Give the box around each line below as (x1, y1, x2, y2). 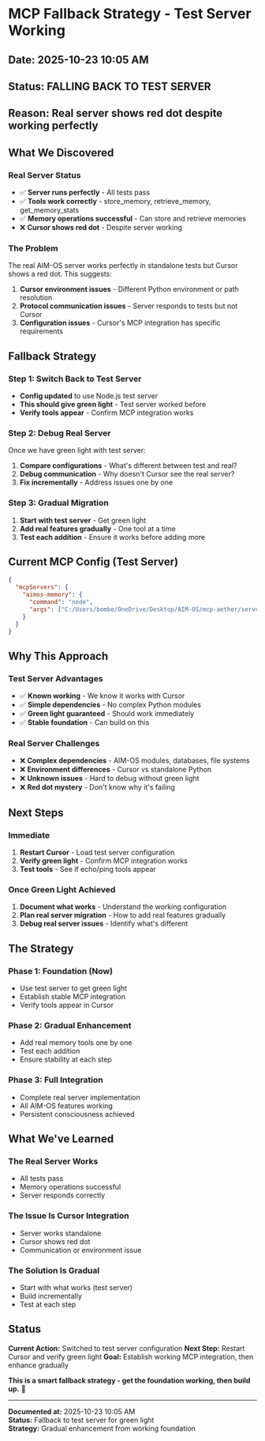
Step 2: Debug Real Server (8, 428, 111, 439)
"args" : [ (28, 605, 62, 613)
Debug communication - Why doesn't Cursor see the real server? (19, 470, 235, 479)
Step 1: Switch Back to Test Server (8, 373, 142, 384)
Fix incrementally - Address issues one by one (19, 477, 174, 487)
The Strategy (8, 941, 74, 955)
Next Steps (8, 805, 64, 819)
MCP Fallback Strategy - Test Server (8, 5, 252, 23)
